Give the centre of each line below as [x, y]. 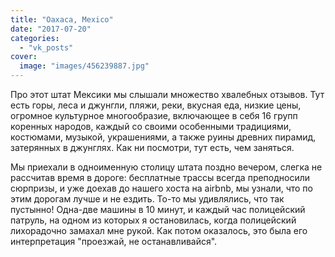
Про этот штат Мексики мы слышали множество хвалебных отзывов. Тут [167, 94]
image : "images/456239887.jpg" [84, 66]
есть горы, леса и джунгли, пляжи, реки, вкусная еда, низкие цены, [156, 105]
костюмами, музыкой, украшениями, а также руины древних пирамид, [163, 137]
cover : [24, 57]
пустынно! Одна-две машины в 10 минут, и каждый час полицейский [158, 209]
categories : [35, 38]
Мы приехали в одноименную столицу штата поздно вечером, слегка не [166, 167]
